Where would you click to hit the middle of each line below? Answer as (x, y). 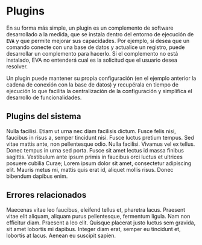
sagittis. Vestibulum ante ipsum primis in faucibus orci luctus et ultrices (94, 157)
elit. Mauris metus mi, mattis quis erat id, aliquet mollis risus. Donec (90, 169)
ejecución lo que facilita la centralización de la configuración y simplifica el (99, 91)
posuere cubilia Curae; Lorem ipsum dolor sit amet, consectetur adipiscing (99, 163)
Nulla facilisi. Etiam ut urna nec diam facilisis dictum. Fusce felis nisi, (91, 131)
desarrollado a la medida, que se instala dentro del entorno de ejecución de (100, 34)
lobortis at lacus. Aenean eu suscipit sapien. (61, 235)
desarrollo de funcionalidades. (44, 97)
